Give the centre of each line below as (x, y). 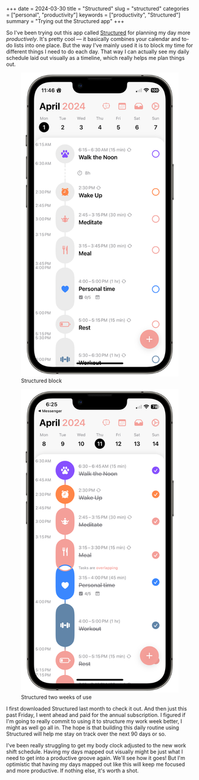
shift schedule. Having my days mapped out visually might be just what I (94, 752)
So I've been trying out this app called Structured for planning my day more (98, 33)
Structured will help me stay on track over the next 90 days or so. (86, 734)
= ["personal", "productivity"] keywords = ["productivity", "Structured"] (93, 15)
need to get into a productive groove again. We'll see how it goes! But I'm (96, 758)
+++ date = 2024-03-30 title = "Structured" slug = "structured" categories (98, 9)
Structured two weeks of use (56, 697)
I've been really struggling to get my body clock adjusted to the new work (96, 746)
